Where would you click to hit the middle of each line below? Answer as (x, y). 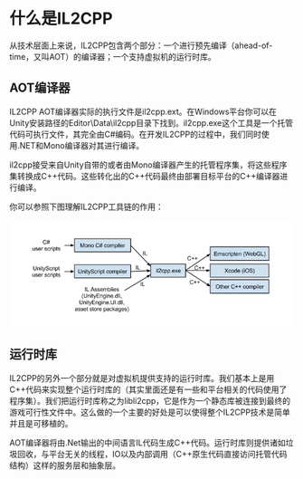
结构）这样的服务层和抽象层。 (65, 465)
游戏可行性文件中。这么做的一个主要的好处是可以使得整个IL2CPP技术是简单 (150, 412)
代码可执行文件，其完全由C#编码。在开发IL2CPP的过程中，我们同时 (136, 134)
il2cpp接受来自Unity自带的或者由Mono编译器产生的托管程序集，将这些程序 (148, 165)
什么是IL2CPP (61, 19)
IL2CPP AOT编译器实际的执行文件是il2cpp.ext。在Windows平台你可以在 (143, 111)
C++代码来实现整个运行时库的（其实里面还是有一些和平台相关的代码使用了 (148, 389)
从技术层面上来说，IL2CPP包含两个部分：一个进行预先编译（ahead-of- (141, 45)
